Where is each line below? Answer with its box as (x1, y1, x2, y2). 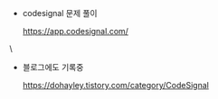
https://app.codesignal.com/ (22, 26, 129, 36)
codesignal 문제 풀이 (22, 8, 98, 18)
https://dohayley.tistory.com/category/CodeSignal (22, 80, 210, 90)
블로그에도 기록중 (22, 62, 84, 72)
